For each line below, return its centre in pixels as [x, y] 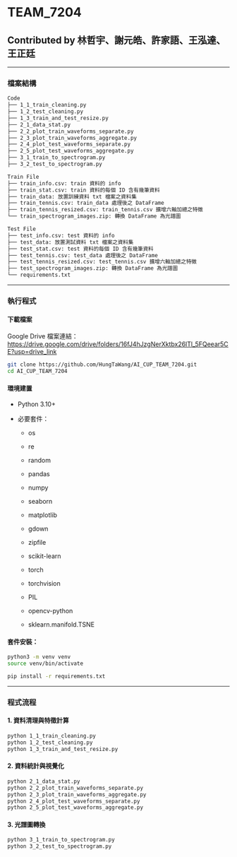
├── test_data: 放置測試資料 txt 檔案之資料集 [71, 242]
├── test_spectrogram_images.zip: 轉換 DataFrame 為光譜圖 [93, 268]
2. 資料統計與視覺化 [36, 766]
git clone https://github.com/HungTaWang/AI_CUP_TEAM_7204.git [102, 365]
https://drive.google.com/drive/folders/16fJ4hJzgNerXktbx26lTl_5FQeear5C [118, 344]
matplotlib [43, 515]
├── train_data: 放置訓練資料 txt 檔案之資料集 [72, 196]
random [39, 461]
